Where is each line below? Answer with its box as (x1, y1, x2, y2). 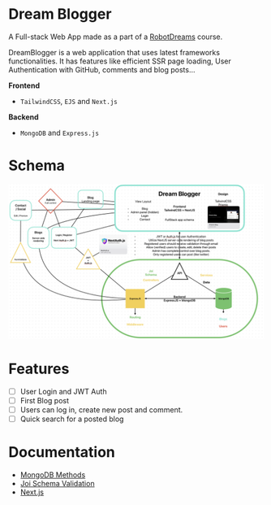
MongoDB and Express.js (19, 128, 100, 137)
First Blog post (19, 396, 70, 406)
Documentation (8, 443, 116, 462)
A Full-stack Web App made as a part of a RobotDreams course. (8, 32, 223, 41)
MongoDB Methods (19, 470, 86, 480)
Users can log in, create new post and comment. (19, 405, 183, 415)
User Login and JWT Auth (19, 386, 107, 396)
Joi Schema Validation (19, 479, 95, 489)
